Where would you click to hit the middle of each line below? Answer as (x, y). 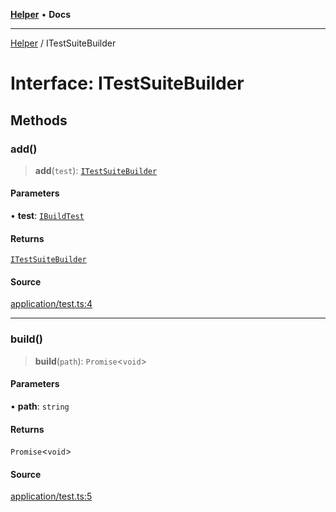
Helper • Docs (40, 14)
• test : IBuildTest (47, 216)
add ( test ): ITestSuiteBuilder (96, 170)
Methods (39, 120)
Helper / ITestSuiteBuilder (63, 43)
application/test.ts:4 (51, 304)
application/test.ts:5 (51, 496)
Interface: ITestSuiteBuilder (127, 83)
